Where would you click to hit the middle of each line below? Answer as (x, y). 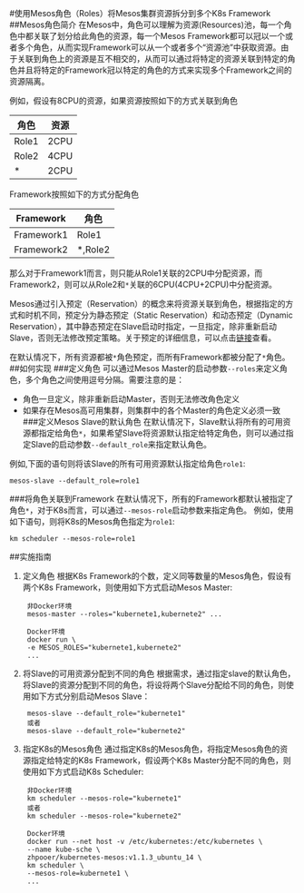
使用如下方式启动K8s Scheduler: (83, 771)
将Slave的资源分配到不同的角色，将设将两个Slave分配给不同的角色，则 (154, 685)
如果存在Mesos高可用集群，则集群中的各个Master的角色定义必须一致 (152, 410)
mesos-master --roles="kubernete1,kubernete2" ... (124, 614)
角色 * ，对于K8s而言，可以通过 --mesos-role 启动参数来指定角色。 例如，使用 (152, 510)
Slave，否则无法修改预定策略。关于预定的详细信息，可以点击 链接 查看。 (143, 338)
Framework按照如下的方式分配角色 (74, 194)
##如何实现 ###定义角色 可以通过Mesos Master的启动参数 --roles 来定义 (145, 368)
